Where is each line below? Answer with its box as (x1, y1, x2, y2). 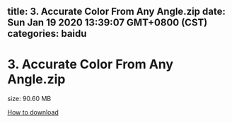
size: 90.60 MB (7, 95, 52, 103)
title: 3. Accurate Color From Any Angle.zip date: (7, 6, 226, 18)
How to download (7, 108, 59, 117)
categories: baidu (7, 28, 87, 40)
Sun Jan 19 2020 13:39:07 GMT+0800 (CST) (7, 17, 208, 29)
